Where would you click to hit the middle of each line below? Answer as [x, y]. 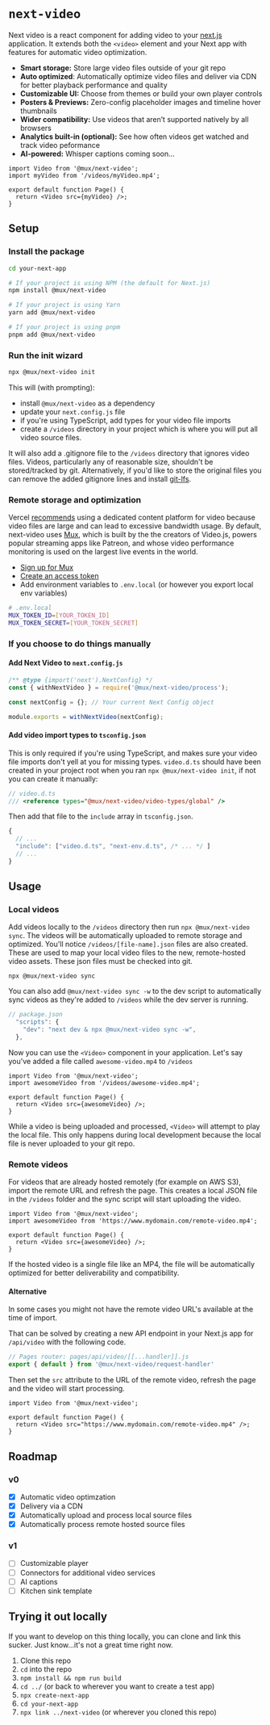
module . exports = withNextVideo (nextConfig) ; [86, 717]
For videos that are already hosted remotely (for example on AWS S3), [125, 1182]
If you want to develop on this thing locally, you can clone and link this [125, 1636]
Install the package [46, 251]
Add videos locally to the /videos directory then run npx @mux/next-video [129, 927]
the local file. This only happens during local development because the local [135, 1134]
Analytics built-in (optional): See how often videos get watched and [134, 137]
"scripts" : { [37, 1022]
